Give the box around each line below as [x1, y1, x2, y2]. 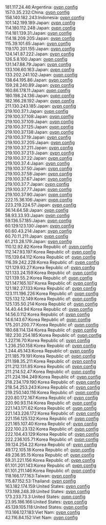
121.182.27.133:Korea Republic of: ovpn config [5, 285, 96, 291]
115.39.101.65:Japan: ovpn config [5, 41, 71, 46]
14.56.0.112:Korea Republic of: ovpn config [5, 311, 90, 317]
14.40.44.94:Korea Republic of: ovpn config [5, 306, 93, 312]
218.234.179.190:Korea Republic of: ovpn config [5, 379, 100, 385]
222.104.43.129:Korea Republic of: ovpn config [5, 431, 99, 437]
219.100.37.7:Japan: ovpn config [5, 181, 69, 187]
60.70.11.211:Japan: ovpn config [5, 233, 68, 239]
